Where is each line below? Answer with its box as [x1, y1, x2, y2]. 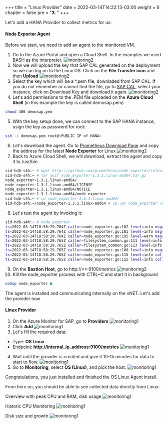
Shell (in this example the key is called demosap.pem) [12, 100, 124, 106]
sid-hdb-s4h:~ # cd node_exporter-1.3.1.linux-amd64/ [5, 196, 120, 201]
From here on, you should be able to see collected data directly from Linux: [5, 383, 160, 389]
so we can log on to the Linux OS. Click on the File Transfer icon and [12, 68, 155, 74]
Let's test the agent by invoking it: [12, 210, 82, 216]
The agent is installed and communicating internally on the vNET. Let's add [5, 290, 160, 296]
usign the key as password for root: [12, 124, 86, 130]
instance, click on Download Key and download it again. [12, 89, 127, 95]
